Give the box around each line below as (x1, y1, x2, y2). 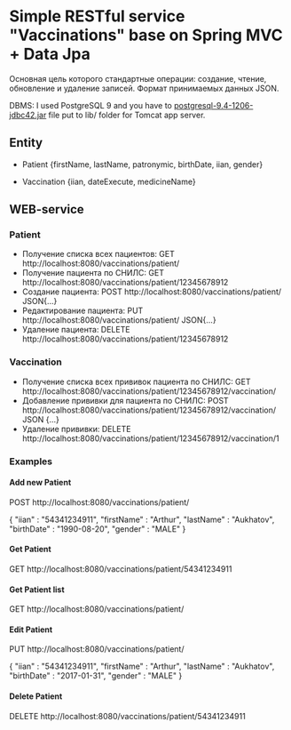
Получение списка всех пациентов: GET (21, 249, 175, 260)
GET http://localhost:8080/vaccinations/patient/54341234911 (9, 564, 232, 574)
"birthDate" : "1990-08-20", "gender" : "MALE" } (9, 523, 186, 534)
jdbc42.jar (9, 109, 47, 120)
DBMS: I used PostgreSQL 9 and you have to (9, 100, 173, 110)
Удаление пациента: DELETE (21, 325, 130, 335)
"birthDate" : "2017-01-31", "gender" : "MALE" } (9, 670, 183, 681)
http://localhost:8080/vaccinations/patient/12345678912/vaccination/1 (21, 433, 279, 444)
